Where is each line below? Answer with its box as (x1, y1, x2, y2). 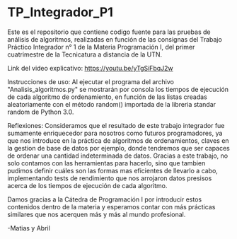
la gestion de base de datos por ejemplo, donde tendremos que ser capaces (7, 144, 230, 152)
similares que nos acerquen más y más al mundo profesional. (7, 210, 186, 218)
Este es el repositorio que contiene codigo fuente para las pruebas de (7, 28, 211, 36)
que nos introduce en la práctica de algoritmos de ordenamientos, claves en (7, 136, 229, 145)
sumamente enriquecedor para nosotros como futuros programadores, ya (7, 129, 223, 137)
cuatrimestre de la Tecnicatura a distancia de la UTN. (7, 50, 163, 59)
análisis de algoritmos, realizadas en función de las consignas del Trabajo (7, 35, 223, 43)
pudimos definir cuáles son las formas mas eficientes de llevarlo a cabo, (7, 166, 218, 175)
